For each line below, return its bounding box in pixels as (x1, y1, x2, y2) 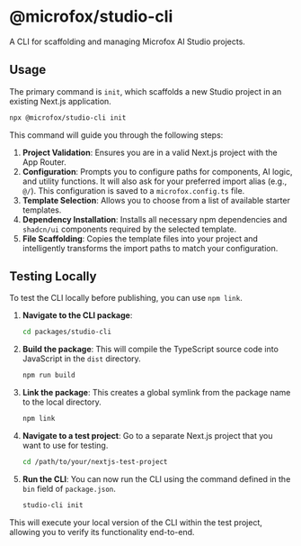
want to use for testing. (22, 440, 109, 451)
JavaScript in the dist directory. (22, 353, 141, 364)
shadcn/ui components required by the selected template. (22, 223, 237, 234)
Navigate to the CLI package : (22, 310, 133, 321)
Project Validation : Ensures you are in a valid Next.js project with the (22, 147, 278, 158)
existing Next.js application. (9, 96, 112, 106)
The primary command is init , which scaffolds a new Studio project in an (9, 86, 282, 96)
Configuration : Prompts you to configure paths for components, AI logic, (22, 166, 293, 177)
